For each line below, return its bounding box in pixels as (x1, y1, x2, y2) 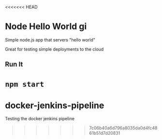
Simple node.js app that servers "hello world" (5, 37, 96, 42)
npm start (5, 80, 44, 89)
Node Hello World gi (5, 21, 87, 32)
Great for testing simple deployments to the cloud (5, 46, 104, 52)
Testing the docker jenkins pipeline (5, 116, 75, 122)
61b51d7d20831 (89, 130, 120, 136)
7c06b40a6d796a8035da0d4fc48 (89, 125, 158, 131)
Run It (5, 60, 23, 69)
